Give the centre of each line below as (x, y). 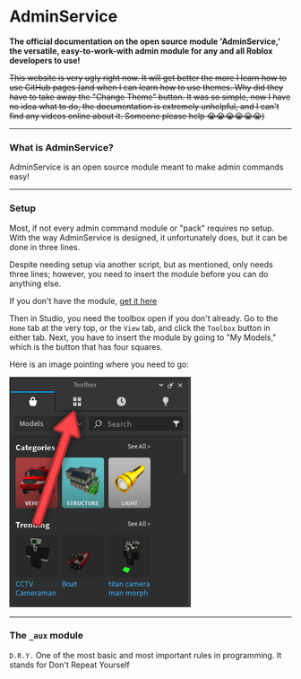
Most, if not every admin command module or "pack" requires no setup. (142, 228)
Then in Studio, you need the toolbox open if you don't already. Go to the (144, 318)
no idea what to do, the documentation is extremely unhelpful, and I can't (144, 106)
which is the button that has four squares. (86, 346)
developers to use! (45, 60)
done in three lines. (45, 247)
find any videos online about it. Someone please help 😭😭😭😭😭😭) (137, 116)
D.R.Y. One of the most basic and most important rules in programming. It (146, 655)
